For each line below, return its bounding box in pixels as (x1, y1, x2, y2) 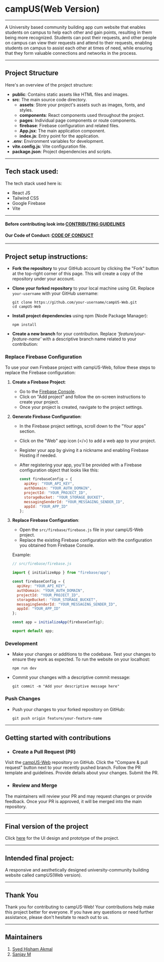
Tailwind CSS (12, 195, 39, 201)
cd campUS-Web (12, 304, 41, 309)
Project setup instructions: (5, 252, 88, 261)
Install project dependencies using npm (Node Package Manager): (12, 313, 148, 319)
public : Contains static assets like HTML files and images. (12, 91, 129, 97)
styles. (19, 107, 33, 113)
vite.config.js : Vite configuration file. (12, 143, 87, 149)
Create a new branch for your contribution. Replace (12, 331, 117, 337)
